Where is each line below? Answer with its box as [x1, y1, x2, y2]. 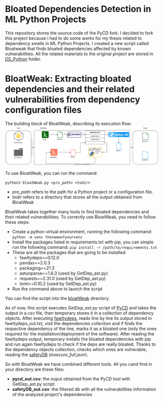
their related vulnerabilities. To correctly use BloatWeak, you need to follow [5, 214, 156, 220]
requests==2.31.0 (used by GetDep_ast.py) [19, 275, 106, 281]
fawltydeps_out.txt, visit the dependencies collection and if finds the [5, 320, 143, 326]
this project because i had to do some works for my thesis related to [5, 35, 142, 41]
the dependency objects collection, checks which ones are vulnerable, [5, 346, 147, 352]
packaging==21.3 [19, 265, 55, 271]
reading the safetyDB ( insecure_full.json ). [5, 352, 89, 357]
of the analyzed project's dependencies [12, 391, 93, 397]
